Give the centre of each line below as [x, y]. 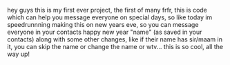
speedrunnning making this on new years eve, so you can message [103, 25]
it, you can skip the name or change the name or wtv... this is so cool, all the [115, 47]
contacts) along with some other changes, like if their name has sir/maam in [115, 39]
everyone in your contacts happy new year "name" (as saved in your [105, 32]
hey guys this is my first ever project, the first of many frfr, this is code [107, 10]
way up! [18, 54]
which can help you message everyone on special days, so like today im [110, 17]
